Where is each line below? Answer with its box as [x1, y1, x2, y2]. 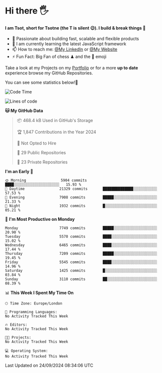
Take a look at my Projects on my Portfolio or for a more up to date [5, 65, 138, 71]
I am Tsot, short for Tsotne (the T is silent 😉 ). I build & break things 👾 [5, 25, 146, 31]
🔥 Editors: [5, 322, 28, 327]
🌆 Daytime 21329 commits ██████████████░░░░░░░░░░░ [5, 187, 158, 192]
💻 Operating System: [5, 349, 49, 354]
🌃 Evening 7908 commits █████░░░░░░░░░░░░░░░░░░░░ [5, 195, 158, 200]
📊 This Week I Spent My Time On [5, 290, 74, 296]
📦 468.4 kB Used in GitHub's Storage [16, 118, 93, 124]
